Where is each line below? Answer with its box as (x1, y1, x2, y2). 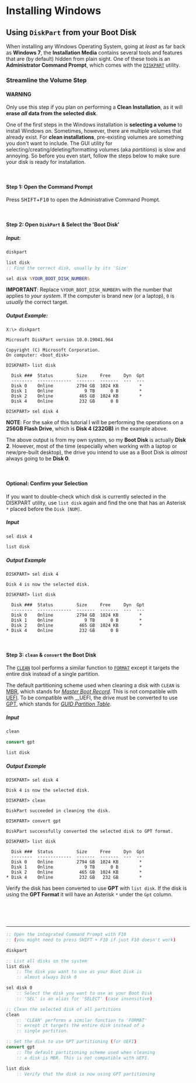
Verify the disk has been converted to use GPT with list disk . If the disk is (6, 885, 187, 892)
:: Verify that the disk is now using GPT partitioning (16, 1071, 156, 1077)
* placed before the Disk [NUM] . (6, 505, 82, 513)
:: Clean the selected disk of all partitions (6, 1006, 121, 1012)
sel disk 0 (6, 985, 33, 991)
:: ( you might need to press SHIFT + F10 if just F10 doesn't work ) (6, 937, 176, 943)
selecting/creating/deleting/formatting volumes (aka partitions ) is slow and (6, 146, 185, 153)
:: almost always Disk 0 (16, 974, 77, 981)
